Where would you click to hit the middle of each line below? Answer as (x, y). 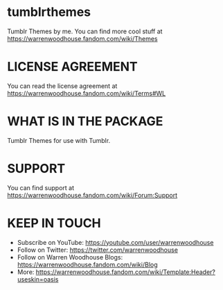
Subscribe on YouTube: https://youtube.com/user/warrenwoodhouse (115, 242)
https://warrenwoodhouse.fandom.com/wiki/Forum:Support (92, 195)
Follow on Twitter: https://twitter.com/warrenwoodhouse (98, 250)
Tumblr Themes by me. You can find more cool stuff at (85, 31)
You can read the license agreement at (62, 86)
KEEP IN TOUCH (54, 223)
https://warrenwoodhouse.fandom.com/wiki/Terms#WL (87, 93)
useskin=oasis (38, 279)
